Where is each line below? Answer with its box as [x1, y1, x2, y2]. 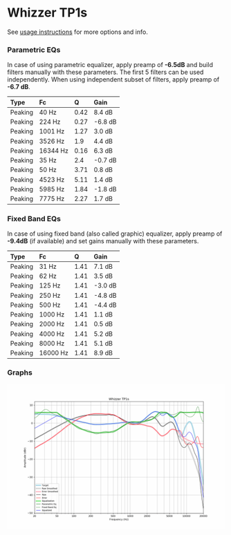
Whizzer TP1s [7, 5, 88, 21]
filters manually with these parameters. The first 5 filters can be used [7, 68, 204, 77]
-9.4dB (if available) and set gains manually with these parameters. [7, 237, 199, 245]
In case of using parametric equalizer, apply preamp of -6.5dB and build [7, 61, 213, 69]
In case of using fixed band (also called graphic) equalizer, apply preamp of [7, 229, 223, 238]
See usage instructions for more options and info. [7, 28, 149, 36]
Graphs [7, 368, 33, 377]
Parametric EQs [7, 45, 61, 55]
